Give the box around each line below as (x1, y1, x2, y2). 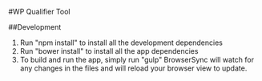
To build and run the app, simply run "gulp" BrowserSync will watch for (19, 55, 255, 64)
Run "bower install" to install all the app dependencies (19, 47, 199, 55)
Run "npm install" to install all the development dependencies (19, 38, 223, 47)
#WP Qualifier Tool (8, 7, 71, 16)
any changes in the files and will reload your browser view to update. (19, 63, 248, 73)
